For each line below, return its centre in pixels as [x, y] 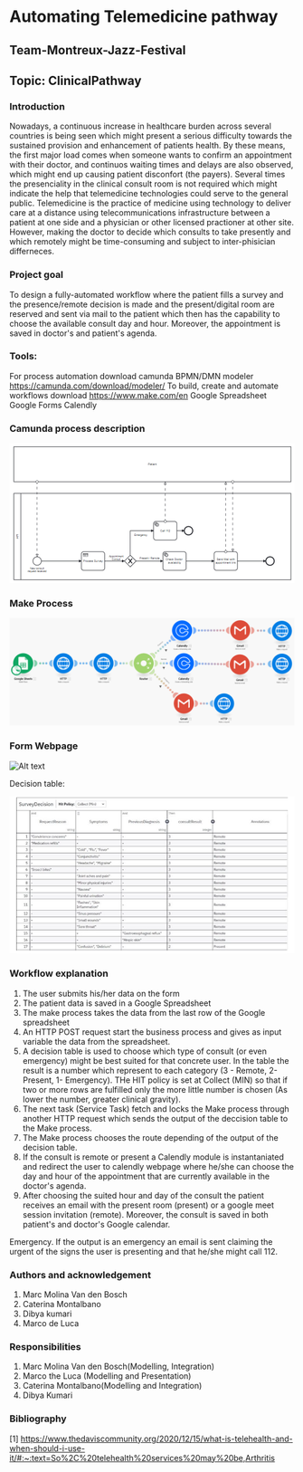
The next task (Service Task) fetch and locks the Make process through [156, 1109]
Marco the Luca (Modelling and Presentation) [107, 1376]
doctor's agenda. [54, 1185]
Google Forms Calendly [53, 405]
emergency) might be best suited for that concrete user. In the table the [156, 1060]
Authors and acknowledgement [80, 1275]
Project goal [37, 275]
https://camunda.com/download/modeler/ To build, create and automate [144, 386]
